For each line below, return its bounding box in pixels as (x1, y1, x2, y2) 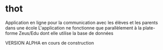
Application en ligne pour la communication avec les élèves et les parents (5, 19, 158, 25)
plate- (143, 24, 155, 30)
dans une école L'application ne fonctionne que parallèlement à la (5, 24, 142, 30)
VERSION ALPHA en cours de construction (5, 39, 94, 45)
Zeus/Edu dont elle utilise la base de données (19, 30, 114, 36)
